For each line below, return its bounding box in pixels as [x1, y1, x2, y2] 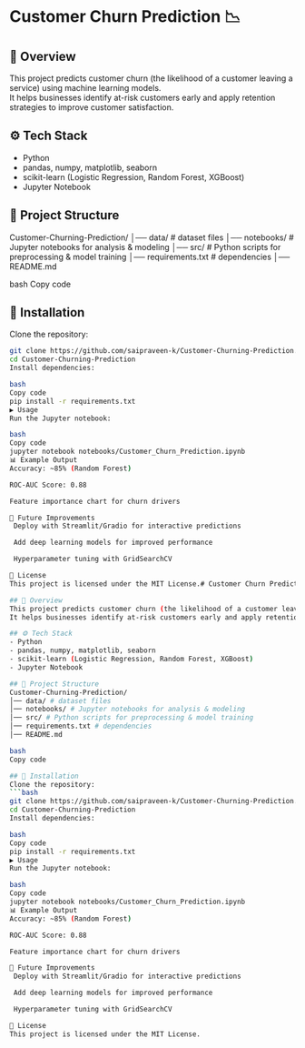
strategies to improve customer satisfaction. [9, 102, 174, 113]
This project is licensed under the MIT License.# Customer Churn [9, 579, 266, 589]
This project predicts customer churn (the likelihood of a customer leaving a [9, 73, 293, 84]
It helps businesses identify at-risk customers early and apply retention [9, 92, 276, 103]
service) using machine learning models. [9, 83, 162, 93]
